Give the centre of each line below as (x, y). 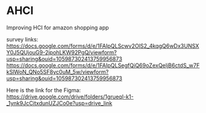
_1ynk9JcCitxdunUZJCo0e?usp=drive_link (59, 103)
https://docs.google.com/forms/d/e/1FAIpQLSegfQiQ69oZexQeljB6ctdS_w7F (103, 65)
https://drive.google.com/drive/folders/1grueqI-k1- (70, 97)
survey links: (22, 39)
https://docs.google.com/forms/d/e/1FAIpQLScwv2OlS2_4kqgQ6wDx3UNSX (103, 46)
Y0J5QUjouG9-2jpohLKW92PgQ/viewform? (62, 52)
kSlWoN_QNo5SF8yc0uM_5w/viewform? (58, 71)
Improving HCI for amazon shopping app (58, 27)
